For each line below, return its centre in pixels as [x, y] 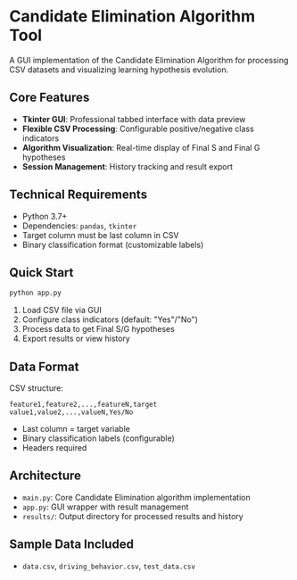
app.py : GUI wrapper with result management [105, 507]
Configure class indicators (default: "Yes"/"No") [110, 319]
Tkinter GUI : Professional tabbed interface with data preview [134, 119]
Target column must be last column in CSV [100, 235]
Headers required [54, 448]
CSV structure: [37, 388]
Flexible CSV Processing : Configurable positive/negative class [138, 128]
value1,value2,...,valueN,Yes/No [71, 412]
